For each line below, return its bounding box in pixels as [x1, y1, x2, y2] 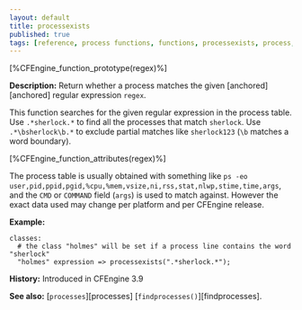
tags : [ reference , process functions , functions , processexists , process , [9, 38, 296, 48]
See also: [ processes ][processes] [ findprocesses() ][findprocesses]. [9, 291, 262, 302]
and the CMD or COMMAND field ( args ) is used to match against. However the [9, 190, 279, 200]
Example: [9, 217, 46, 227]
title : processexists [9, 22, 91, 31]
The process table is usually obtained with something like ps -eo [9, 171, 248, 182]
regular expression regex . [52, 90, 147, 101]
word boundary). [9, 136, 72, 146]
